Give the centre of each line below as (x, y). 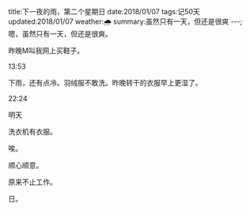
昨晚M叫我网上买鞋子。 (46, 51)
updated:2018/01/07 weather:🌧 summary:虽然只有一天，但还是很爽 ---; (125, 21)
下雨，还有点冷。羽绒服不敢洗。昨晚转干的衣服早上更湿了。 (105, 83)
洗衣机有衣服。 (32, 132)
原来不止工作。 (32, 182)
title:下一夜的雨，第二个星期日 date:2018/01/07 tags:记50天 (104, 11)
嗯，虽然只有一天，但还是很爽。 (60, 34)
